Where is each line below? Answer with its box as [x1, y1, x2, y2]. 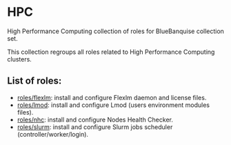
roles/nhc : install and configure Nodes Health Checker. [17, 115, 174, 124]
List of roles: [7, 75, 62, 87]
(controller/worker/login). [17, 130, 88, 138]
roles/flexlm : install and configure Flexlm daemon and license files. [17, 93, 207, 101]
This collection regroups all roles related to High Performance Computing [7, 48, 215, 56]
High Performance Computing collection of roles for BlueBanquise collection [7, 27, 224, 35]
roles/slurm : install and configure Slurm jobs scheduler [17, 122, 173, 131]
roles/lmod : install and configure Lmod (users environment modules [17, 101, 210, 109]
